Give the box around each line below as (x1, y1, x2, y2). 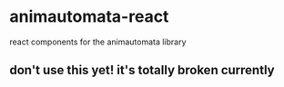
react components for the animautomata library (9, 36, 187, 47)
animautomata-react (9, 6, 169, 27)
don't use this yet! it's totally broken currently (9, 63, 275, 78)
